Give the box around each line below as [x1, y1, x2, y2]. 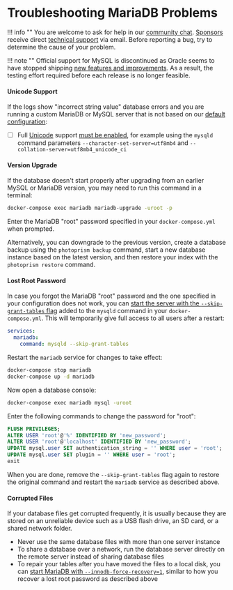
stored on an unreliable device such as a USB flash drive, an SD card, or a [7, 517, 219, 525]
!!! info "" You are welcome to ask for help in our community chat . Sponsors [7, 28, 224, 36]
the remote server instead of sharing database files [17, 552, 165, 561]
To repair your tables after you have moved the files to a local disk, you [17, 560, 221, 568]
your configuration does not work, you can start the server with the [7, 299, 200, 308]
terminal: [7, 191, 33, 199]
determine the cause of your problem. [7, 43, 116, 51]
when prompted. [7, 225, 55, 233]
